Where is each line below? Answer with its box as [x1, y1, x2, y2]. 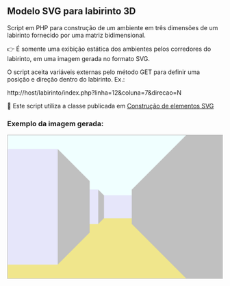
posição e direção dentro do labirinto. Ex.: [7, 75, 125, 83]
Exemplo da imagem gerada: [7, 119, 104, 128]
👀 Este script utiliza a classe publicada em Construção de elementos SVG [7, 102, 214, 110]
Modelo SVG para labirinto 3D [7, 5, 136, 17]
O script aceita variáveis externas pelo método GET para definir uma [7, 68, 201, 76]
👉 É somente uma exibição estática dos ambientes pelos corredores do [7, 45, 212, 53]
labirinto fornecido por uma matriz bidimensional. [7, 31, 146, 39]
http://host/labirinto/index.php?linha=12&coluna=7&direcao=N [7, 88, 182, 97]
